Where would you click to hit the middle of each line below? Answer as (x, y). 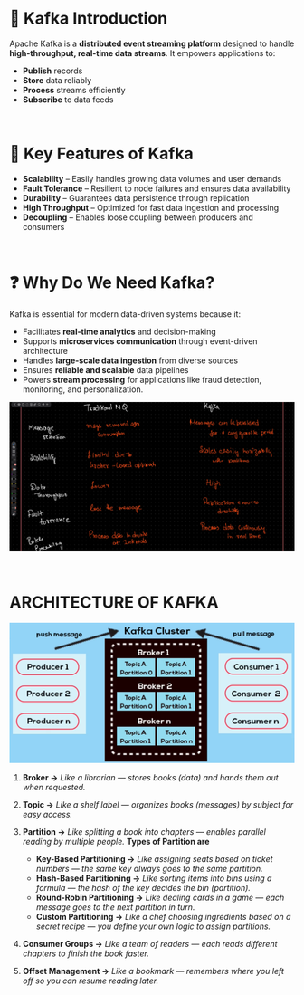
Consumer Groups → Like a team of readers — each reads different (150, 944)
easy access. (47, 815)
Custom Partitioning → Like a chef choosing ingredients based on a (163, 917)
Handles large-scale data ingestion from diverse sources (130, 360)
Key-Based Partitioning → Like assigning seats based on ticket (154, 859)
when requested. (54, 788)
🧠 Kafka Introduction (89, 19)
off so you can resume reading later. (90, 981)
